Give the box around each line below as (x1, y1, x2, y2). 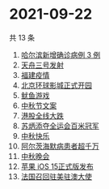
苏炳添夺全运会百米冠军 (20, 121, 99, 131)
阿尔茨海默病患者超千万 (20, 141, 99, 151)
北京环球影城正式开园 (20, 80, 92, 90)
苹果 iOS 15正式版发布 (20, 161, 94, 171)
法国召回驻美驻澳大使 (20, 171, 92, 181)
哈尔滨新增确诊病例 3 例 (20, 49, 101, 59)
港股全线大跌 (20, 110, 64, 120)
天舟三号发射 (20, 60, 64, 70)
